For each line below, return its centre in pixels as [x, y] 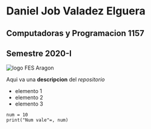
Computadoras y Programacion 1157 [75, 33]
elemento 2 [29, 98]
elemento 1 [28, 91]
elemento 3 [29, 104]
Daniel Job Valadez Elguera [76, 11]
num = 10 [17, 115]
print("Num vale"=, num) [37, 120]
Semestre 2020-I [39, 53]
